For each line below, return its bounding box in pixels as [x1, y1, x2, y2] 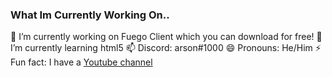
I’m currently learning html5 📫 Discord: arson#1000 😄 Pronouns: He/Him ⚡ [10, 42, 322, 54]
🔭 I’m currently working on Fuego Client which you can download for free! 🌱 [10, 31, 323, 43]
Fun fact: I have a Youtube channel [10, 56, 153, 68]
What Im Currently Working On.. [10, 8, 170, 22]
